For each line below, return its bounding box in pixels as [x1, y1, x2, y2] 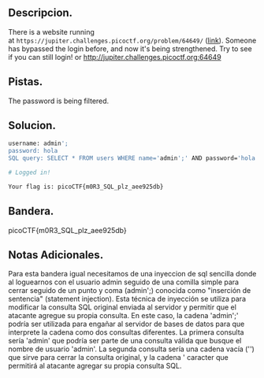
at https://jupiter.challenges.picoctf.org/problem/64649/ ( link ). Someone [8, 35, 257, 45]
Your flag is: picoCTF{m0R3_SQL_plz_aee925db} [8, 183, 164, 191]
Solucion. [8, 119, 57, 132]
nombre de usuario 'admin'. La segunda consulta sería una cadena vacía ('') [8, 344, 255, 354]
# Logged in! [8, 169, 51, 176]
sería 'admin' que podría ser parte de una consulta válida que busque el [8, 336, 242, 346]
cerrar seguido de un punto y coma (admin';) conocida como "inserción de [8, 286, 251, 295]
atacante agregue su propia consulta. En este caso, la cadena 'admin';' [8, 311, 239, 321]
